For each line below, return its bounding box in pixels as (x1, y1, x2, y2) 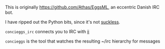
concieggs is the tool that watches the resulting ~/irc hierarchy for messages (5, 38, 161, 44)
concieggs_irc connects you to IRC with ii (5, 29, 90, 34)
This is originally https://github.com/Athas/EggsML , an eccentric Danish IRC (5, 4, 160, 10)
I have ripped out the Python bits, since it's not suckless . (5, 19, 120, 25)
